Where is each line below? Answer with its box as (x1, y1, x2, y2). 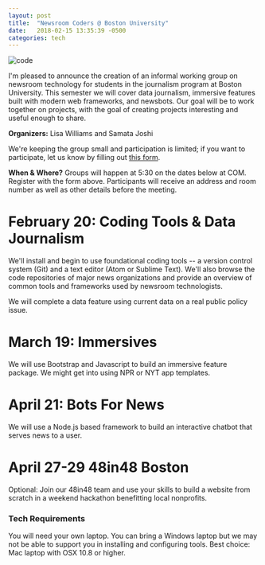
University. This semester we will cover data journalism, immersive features (8, 88, 256, 98)
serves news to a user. (8, 431, 82, 440)
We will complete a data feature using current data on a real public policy (8, 297, 248, 306)
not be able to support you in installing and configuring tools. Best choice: (8, 540, 251, 549)
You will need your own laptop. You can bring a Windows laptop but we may (8, 531, 257, 541)
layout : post (8, 11, 52, 20)
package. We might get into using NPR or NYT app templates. (8, 368, 211, 378)
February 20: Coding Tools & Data (8, 212, 236, 231)
